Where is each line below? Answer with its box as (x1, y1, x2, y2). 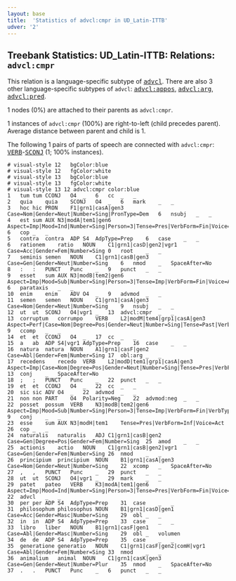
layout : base (7, 10, 46, 18)
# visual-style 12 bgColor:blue (7, 162, 109, 169)
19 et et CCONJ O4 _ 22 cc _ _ (7, 383, 137, 390)
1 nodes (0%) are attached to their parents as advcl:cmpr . (7, 106, 173, 115)
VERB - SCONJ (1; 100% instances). (7, 148, 104, 157)
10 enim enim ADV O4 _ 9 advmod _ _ (7, 291, 162, 298)
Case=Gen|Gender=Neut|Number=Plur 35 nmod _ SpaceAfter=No (7, 561, 212, 568)
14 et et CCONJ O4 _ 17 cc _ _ (7, 334, 137, 341)
